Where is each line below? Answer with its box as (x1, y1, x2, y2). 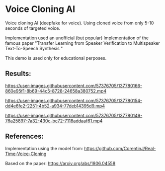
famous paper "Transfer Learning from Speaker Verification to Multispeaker (5, 40, 160, 46)
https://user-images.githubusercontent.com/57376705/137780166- (5, 83, 143, 88)
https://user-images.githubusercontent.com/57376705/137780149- (5, 112, 143, 118)
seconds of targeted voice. (5, 25, 61, 31)
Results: (5, 70, 31, 78)
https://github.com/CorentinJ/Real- (84, 145, 156, 151)
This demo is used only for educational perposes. (5, 55, 107, 61)
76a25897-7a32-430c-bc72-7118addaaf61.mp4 (5, 118, 103, 124)
